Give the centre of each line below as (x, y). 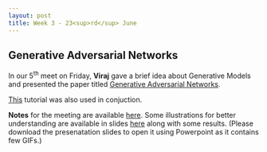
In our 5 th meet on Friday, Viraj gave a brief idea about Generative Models (130, 75)
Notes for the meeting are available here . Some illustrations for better (122, 115)
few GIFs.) (25, 140)
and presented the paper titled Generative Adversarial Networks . (114, 84)
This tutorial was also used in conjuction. (75, 99)
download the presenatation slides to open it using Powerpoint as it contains (133, 131)
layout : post (30, 16)
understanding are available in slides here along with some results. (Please (131, 123)
